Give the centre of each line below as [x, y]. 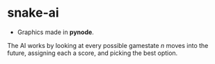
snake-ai [33, 13]
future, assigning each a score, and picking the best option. [93, 53]
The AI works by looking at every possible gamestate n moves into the [108, 45]
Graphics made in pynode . [55, 32]
